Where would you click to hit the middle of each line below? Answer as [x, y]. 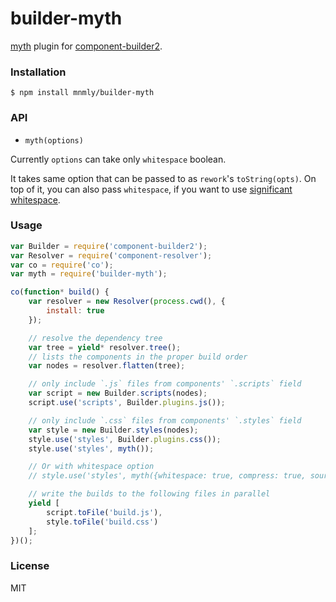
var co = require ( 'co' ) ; [62, 265]
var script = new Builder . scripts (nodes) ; [118, 393]
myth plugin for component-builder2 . [86, 46]
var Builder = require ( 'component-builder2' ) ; [109, 246]
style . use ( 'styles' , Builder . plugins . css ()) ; [125, 439]
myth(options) [54, 140]
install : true [75, 311]
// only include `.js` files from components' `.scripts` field [165, 384]
